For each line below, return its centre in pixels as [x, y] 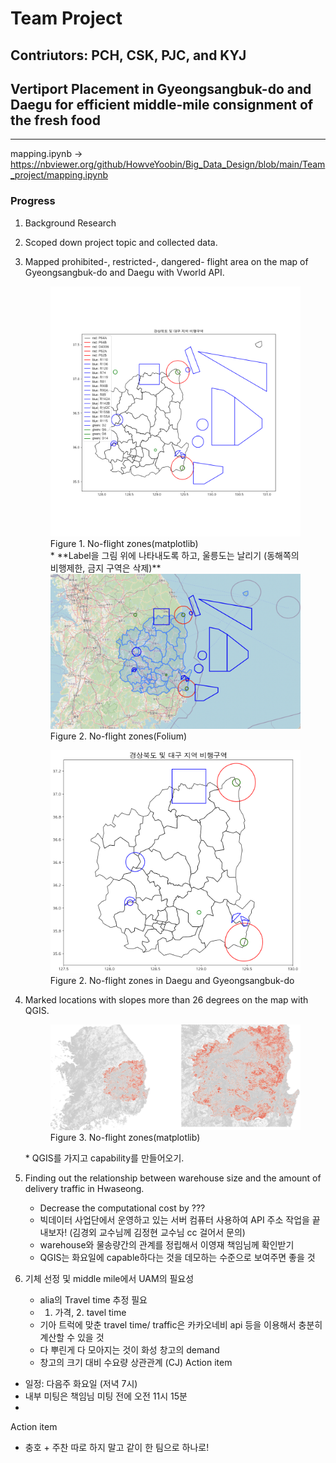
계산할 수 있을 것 [72, 1338]
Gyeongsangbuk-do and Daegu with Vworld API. [124, 272]
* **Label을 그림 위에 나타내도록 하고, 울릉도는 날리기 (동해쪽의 [174, 555]
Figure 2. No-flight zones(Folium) [118, 736]
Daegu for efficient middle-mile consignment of [162, 104]
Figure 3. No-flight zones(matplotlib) [125, 1138]
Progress [33, 201]
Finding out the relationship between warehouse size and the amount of [173, 1178]
